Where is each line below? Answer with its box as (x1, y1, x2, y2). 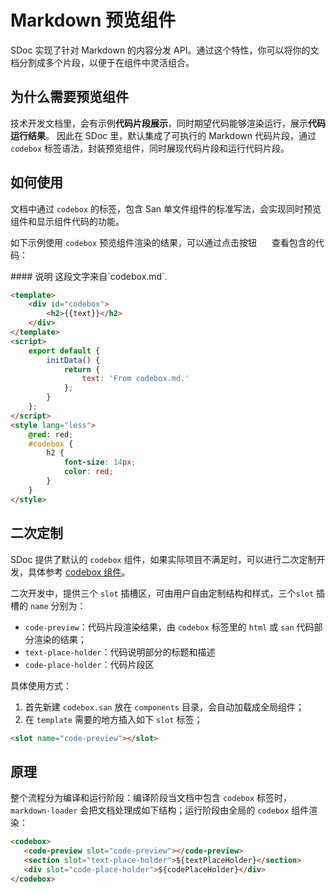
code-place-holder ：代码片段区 (24, 658, 155, 670)
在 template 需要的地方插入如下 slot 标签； (24, 713, 203, 725)
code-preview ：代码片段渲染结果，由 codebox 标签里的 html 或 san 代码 (24, 621, 315, 633)
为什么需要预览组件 (10, 89, 129, 106)
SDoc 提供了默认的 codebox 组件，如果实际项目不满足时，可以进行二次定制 (10, 553, 317, 565)
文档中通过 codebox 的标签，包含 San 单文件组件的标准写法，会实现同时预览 (10, 202, 322, 215)
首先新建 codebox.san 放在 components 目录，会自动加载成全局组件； (24, 701, 305, 713)
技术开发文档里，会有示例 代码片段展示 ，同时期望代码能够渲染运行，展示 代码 (10, 117, 326, 129)
